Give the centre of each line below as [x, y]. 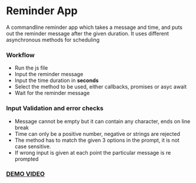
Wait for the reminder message [52, 93]
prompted [26, 159]
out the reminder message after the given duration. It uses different [88, 33]
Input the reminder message [49, 74]
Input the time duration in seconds [57, 80]
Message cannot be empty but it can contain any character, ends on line [102, 121]
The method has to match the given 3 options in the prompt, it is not [97, 140]
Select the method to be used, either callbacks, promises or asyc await [101, 87]
